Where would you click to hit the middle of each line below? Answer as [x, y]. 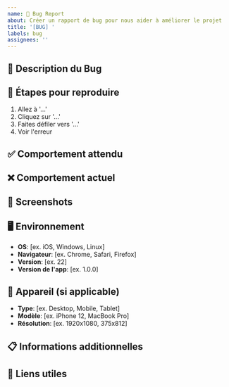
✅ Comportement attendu [65, 154]
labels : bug [25, 33]
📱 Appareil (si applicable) [63, 292]
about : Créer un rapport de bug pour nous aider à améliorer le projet [114, 20]
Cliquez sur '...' [39, 117]
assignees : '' [28, 40]
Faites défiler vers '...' [48, 125]
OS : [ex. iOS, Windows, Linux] [61, 247]
